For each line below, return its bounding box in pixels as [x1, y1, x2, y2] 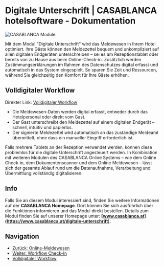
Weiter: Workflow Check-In [12, 250, 67, 256]
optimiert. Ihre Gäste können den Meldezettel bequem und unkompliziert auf [5, 46, 159, 52]
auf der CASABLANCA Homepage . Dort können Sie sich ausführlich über [5, 202, 153, 208]
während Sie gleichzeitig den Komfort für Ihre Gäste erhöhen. [5, 72, 129, 78]
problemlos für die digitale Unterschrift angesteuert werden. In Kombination [5, 149, 158, 155]
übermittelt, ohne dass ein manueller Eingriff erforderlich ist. [12, 134, 134, 140]
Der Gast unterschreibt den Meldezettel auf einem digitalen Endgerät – [12, 119, 155, 125]
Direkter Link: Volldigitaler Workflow [5, 99, 77, 105]
